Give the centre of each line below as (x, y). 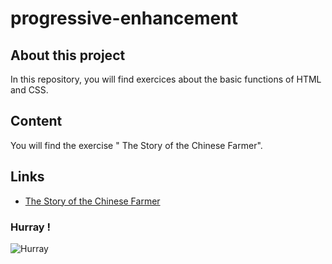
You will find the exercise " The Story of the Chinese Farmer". (136, 145)
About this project (68, 55)
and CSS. (29, 90)
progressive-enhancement (124, 18)
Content (36, 121)
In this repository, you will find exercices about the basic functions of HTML (166, 79)
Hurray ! (31, 227)
